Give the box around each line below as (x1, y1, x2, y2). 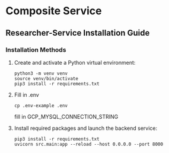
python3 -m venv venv (14, 70, 68, 76)
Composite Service (5, 4, 102, 18)
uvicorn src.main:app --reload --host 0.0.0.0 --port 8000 (14, 141, 164, 147)
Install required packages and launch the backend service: (14, 125, 158, 132)
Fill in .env (14, 91, 39, 98)
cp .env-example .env (14, 103, 68, 109)
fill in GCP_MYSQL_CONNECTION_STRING (14, 113, 119, 120)
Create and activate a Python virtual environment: (14, 59, 136, 66)
